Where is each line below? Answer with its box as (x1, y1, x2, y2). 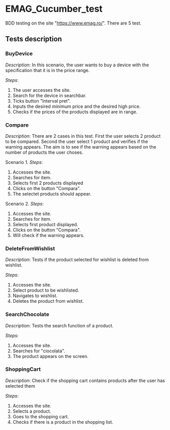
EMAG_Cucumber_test (5, 3, 103, 15)
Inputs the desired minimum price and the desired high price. (12, 103, 141, 109)
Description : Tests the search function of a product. (5, 322, 114, 328)
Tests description (5, 35, 62, 43)
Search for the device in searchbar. (12, 92, 87, 99)
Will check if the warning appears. (12, 232, 85, 238)
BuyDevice (5, 50, 33, 57)
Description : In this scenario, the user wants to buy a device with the (5, 62, 149, 68)
